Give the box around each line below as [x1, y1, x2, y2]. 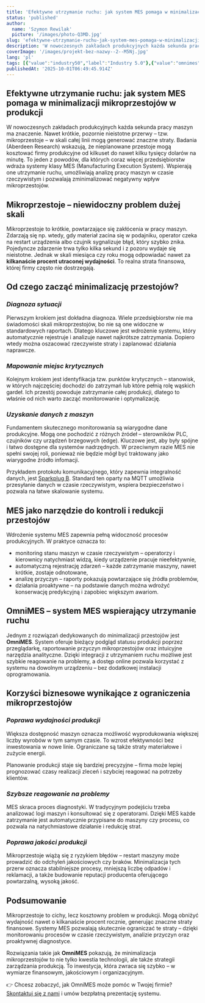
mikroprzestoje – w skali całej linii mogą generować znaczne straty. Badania [6, 137, 197, 144]
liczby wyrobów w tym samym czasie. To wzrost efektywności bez [6, 736, 174, 744]
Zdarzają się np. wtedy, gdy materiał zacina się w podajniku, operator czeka [6, 232, 197, 239]
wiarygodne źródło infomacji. [6, 456, 79, 464]
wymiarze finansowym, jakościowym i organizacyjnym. [6, 969, 145, 976]
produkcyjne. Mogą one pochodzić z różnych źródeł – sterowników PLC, [6, 431, 188, 438]
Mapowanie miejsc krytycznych [6, 361, 104, 370]
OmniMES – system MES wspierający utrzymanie [6, 606, 196, 616]
